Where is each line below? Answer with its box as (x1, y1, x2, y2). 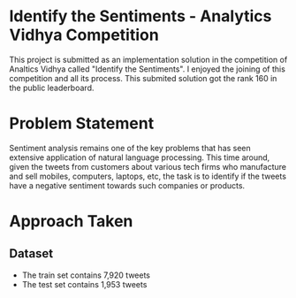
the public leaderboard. (9, 82, 95, 93)
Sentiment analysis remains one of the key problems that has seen (9, 142, 252, 153)
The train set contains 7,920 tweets (21, 270, 151, 280)
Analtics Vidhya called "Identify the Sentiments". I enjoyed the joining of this (9, 64, 285, 74)
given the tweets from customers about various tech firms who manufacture (9, 161, 287, 172)
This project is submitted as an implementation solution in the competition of (9, 54, 288, 65)
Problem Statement (9, 113, 155, 134)
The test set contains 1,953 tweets (21, 279, 148, 289)
